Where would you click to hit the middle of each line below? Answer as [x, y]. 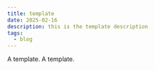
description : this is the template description [78, 26]
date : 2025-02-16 [32, 20]
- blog [23, 40]
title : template [31, 14]
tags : [15, 33]
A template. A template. [41, 59]
